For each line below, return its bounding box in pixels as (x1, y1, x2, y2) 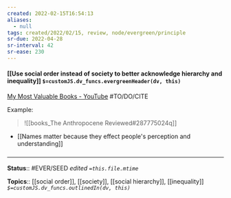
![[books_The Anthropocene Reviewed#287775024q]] (23, 119, 177, 127)
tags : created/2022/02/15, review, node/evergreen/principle (7, 29, 186, 36)
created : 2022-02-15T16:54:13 (7, 10, 94, 17)
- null (13, 23, 32, 30)
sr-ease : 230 (7, 49, 45, 56)
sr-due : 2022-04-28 (7, 36, 63, 43)
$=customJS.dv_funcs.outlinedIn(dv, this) (7, 185, 131, 192)
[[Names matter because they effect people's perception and (16, 132, 191, 141)
